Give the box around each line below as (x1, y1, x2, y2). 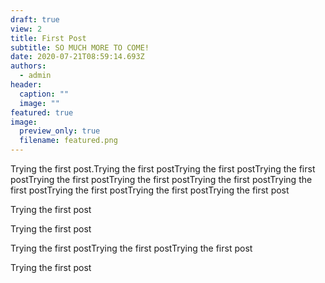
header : (10, 80, 43, 90)
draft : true (10, 14, 60, 25)
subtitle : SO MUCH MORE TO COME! (10, 42, 150, 53)
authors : (10, 61, 47, 71)
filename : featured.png (19, 136, 118, 146)
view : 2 (10, 24, 43, 34)
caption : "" (19, 89, 70, 99)
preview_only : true (19, 126, 101, 136)
